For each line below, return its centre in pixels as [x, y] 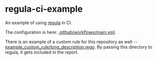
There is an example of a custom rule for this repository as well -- [71, 42]
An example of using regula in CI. [39, 23]
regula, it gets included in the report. [42, 52]
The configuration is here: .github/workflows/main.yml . [61, 32]
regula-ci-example [44, 9]
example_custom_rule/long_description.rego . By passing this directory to [79, 47]
